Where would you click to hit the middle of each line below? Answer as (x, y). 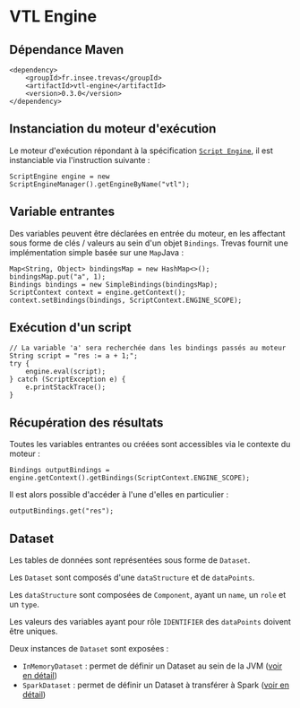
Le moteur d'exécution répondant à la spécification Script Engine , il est (141, 151)
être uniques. (34, 631)
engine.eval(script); (65, 372)
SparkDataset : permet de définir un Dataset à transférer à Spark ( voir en (155, 685)
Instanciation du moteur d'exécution (113, 129)
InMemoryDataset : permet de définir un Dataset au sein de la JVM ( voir (152, 666)
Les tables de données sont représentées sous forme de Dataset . (130, 560)
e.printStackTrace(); (65, 387)
